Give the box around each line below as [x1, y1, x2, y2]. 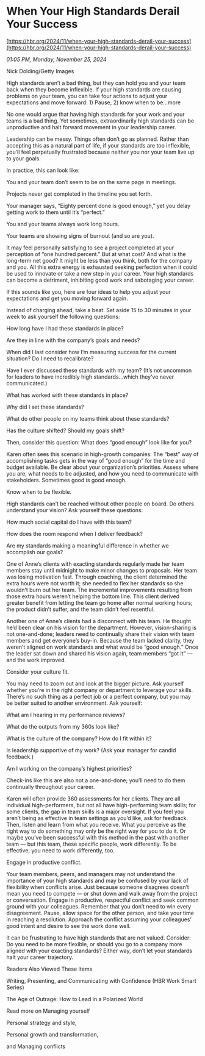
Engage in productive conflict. [6, 858, 82, 866]
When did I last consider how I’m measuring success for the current [6, 348, 177, 355]
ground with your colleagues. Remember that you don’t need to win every [6, 902, 192, 910]
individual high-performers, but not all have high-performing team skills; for [6, 801, 196, 808]
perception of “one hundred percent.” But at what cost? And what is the [6, 250, 186, 257]
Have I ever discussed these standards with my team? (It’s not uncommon [6, 366, 192, 374]
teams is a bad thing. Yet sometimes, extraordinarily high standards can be [6, 117, 194, 124]
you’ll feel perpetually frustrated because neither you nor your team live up [6, 148, 195, 155]
